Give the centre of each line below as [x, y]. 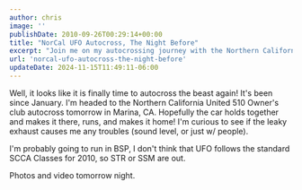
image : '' [28, 26]
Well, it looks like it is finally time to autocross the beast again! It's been [141, 93]
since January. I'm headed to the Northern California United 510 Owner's [144, 102]
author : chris [36, 17]
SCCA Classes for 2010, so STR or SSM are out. [98, 158]
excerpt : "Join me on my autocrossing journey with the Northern [134, 51]
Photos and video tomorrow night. [72, 175]
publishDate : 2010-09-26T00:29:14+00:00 [86, 34]
